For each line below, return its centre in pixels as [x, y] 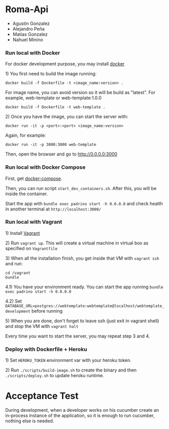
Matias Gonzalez [30, 34]
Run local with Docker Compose [45, 167]
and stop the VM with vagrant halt [42, 326]
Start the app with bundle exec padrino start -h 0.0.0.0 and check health [84, 203]
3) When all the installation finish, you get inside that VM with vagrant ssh [82, 258]
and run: [14, 263]
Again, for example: [26, 135]
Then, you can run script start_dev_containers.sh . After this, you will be [81, 188]
